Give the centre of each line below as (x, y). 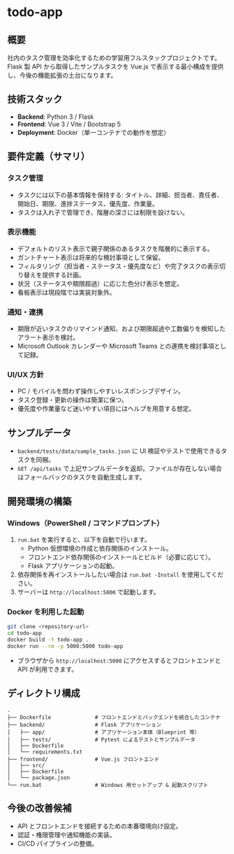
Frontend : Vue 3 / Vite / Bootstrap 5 (69, 124)
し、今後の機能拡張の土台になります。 (62, 75)
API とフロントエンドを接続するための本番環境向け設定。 (100, 826)
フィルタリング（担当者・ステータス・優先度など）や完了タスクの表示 (118, 266)
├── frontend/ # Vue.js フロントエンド (83, 759)
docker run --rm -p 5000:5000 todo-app (65, 646)
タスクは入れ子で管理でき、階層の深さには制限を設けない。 (103, 212)
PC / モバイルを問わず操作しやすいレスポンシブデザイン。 (101, 391)
